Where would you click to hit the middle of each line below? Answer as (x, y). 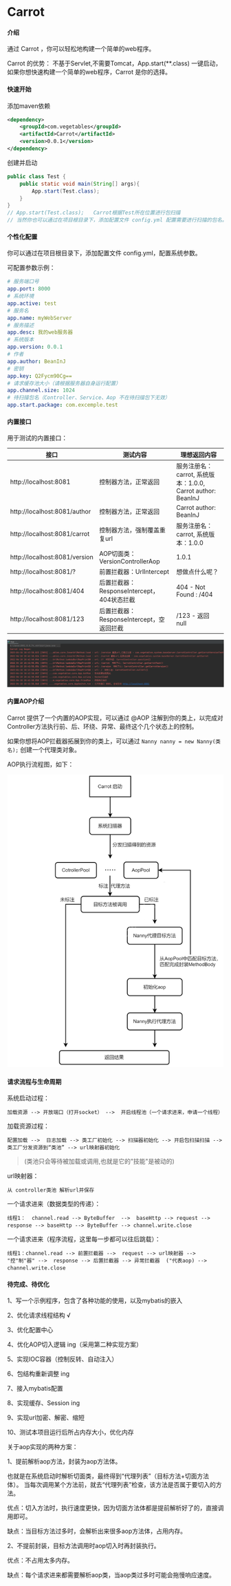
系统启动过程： (28, 1098)
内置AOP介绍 (26, 701)
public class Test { (37, 176)
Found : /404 (195, 594)
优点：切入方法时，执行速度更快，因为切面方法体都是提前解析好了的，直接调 (115, 1508)
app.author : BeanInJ (37, 361)
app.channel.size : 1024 (41, 390)
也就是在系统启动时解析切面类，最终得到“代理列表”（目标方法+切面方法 (108, 1476)
